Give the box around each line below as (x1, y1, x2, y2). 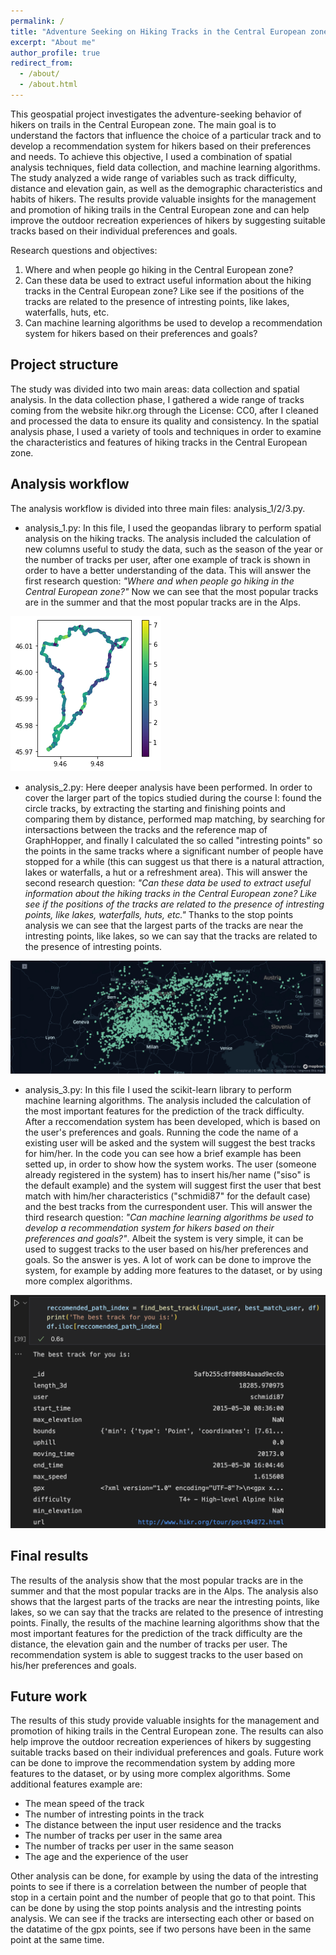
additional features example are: (10, 1778, 143, 1790)
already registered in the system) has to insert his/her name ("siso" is (24, 1168, 311, 1180)
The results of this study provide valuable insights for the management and (10, 1715, 320, 1727)
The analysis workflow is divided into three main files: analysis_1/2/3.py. (10, 502, 306, 514)
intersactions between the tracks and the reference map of (24, 823, 268, 835)
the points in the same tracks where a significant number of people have (24, 845, 324, 857)
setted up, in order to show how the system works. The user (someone (24, 1158, 317, 1170)
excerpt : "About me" (10, 37, 97, 47)
